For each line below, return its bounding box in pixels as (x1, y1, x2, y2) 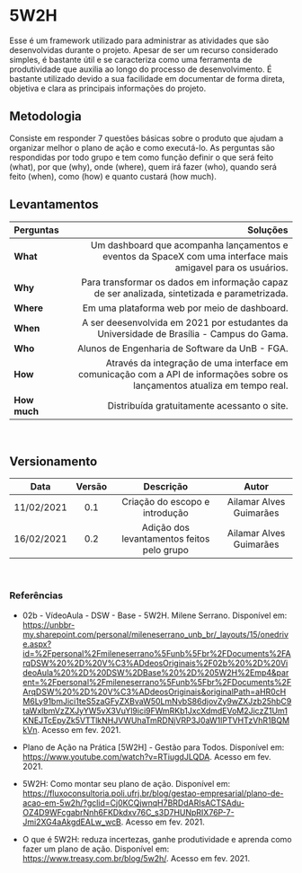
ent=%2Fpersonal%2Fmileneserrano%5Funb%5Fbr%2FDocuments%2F (22, 676, 292, 687)
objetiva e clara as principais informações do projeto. (9, 83, 207, 93)
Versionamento (9, 454, 98, 469)
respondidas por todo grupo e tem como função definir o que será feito (9, 152, 274, 163)
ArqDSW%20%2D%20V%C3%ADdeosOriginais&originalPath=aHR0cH (22, 686, 287, 697)
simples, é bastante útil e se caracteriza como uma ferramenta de (9, 54, 253, 65)
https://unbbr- (22, 619, 75, 630)
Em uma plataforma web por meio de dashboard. (82, 302, 289, 314)
